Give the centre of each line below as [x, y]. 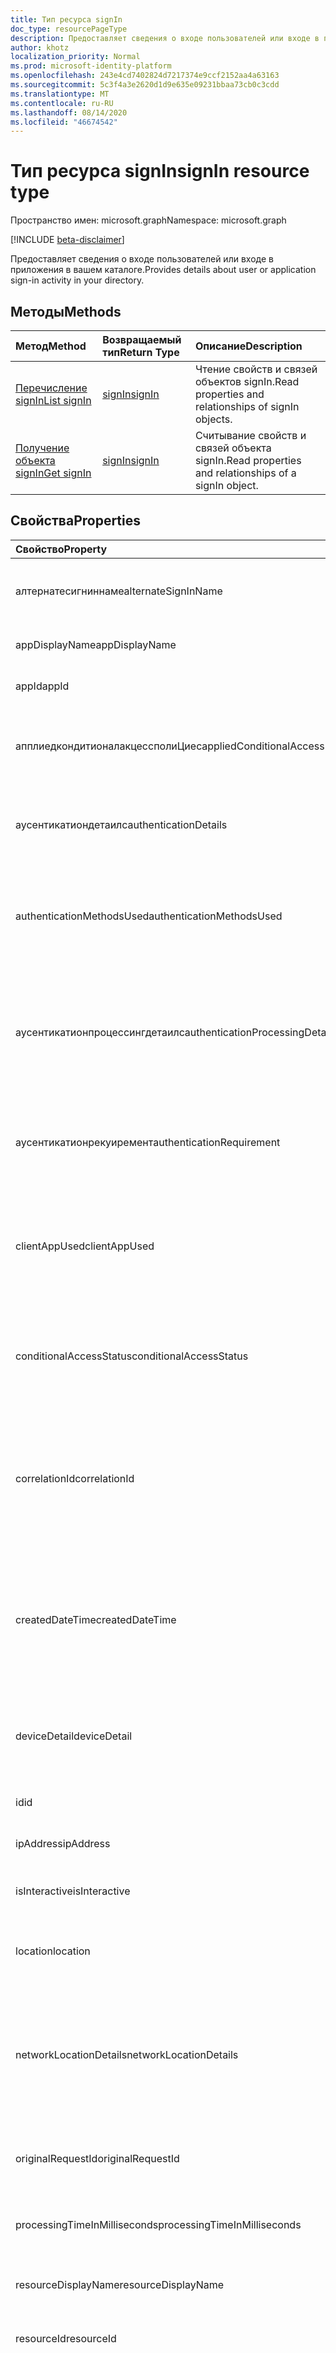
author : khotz [40, 47]
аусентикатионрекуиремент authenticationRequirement [148, 1142]
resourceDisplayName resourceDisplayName [120, 2284]
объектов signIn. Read [247, 381]
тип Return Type [141, 352]
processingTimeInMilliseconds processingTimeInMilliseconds [158, 2224]
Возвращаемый [142, 339]
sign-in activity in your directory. [77, 280]
